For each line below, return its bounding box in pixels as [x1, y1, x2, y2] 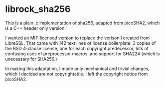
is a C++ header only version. [5, 25, 66, 31]
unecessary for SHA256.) [5, 56, 57, 62]
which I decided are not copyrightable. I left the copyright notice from [5, 71, 148, 77]
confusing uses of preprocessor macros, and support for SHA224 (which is [5, 51, 160, 57]
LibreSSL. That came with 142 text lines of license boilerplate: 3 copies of [5, 40, 156, 46]
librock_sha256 [5, 3, 71, 15]
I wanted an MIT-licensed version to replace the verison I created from [5, 35, 150, 41]
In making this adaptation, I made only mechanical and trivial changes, [5, 66, 150, 72]
